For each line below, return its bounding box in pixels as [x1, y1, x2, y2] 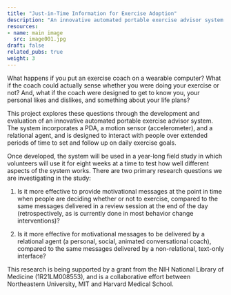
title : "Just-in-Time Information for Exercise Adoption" [7, 10, 177, 17]
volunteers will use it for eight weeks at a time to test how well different [7, 159, 209, 167]
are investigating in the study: [7, 174, 92, 182]
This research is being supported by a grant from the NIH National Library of [7, 265, 224, 273]
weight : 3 [7, 55, 36, 62]
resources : [7, 23, 39, 30]
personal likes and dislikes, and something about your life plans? [7, 96, 190, 104]
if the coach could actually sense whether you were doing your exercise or [7, 81, 219, 90]
